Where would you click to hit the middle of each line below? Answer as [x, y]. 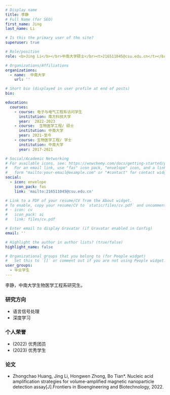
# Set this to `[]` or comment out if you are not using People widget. [86, 261]
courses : [19, 107]
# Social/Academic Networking [37, 159]
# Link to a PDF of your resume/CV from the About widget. [69, 201]
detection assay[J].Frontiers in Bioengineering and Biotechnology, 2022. [88, 386]
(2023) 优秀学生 [29, 350]
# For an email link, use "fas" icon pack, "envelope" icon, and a [80, 168]
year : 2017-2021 [36, 150]
